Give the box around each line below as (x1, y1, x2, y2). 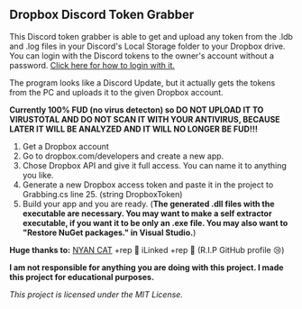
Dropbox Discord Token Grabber (9, 7, 195, 23)
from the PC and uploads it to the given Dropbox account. (9, 86, 224, 97)
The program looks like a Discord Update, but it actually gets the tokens (9, 77, 276, 88)
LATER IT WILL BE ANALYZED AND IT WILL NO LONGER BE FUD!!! (9, 123, 259, 134)
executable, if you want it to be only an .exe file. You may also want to (22, 217, 288, 228)
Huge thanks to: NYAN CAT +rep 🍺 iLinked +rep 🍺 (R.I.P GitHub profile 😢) (9, 244, 285, 255)
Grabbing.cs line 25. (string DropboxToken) (22, 188, 183, 199)
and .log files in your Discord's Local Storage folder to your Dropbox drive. (9, 41, 286, 51)
